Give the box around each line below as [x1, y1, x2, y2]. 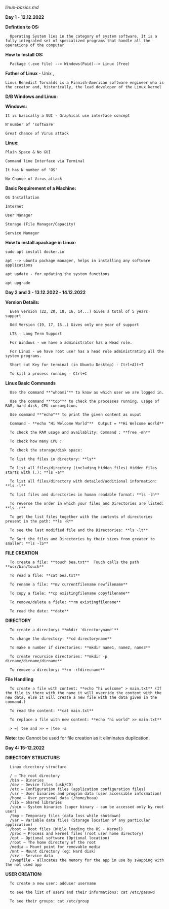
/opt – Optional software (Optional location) [10, 835, 110, 840]
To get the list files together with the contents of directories [10, 514, 153, 520]
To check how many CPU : [10, 439, 62, 444]
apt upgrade [5, 280, 30, 285]
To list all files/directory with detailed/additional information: [10, 479, 157, 484]
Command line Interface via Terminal [5, 158, 85, 164]
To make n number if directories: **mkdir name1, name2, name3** [10, 645, 151, 650]
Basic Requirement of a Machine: [5, 185, 76, 191]
